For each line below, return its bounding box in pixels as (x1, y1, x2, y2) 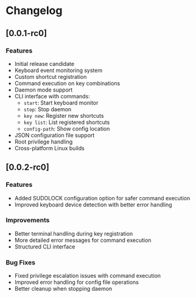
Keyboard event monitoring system (14, 67, 103, 74)
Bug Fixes (5, 258, 36, 266)
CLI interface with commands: (14, 92, 91, 100)
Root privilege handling (14, 138, 73, 145)
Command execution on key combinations (14, 79, 121, 87)
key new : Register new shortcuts (23, 112, 104, 119)
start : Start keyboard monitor (23, 99, 99, 106)
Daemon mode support (14, 86, 73, 93)
